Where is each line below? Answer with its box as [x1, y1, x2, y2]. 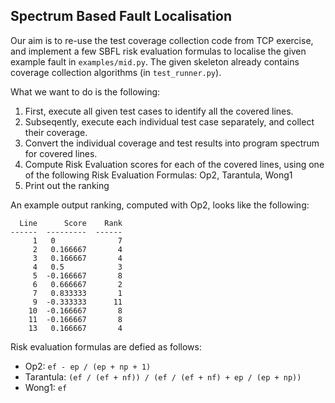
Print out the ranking [24, 179, 110, 191]
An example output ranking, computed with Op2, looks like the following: [10, 199, 310, 211]
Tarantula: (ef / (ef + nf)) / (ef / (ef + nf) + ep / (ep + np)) [24, 370, 302, 383]
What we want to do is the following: [10, 85, 161, 98]
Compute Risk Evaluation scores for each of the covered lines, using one [24, 158, 325, 170]
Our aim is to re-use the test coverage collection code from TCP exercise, [10, 34, 314, 46]
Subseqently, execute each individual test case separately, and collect [24, 115, 315, 128]
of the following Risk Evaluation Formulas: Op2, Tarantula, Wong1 [24, 169, 293, 181]
